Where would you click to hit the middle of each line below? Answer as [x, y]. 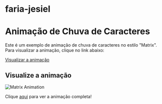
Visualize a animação [38, 75]
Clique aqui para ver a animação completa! [48, 96]
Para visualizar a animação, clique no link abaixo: [55, 51]
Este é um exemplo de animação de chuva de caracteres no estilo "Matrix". [81, 45]
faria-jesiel [28, 9]
